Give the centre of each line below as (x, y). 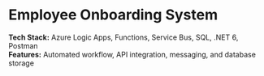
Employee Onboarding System (113, 15)
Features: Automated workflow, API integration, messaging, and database (132, 54)
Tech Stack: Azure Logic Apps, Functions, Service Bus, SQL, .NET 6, (123, 37)
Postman (23, 45)
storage (22, 63)
